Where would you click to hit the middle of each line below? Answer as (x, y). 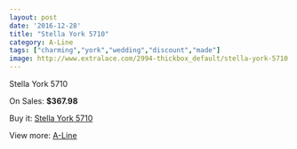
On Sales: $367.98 (44, 101)
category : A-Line (41, 42)
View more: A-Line (43, 135)
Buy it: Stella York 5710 (51, 118)
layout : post (33, 17)
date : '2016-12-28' (45, 26)
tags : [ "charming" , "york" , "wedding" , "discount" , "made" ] (115, 51)
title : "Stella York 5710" (59, 34)
